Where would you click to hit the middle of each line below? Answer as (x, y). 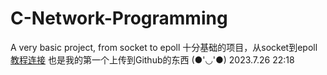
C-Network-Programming (119, 18)
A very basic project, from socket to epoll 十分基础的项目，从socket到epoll (164, 47)
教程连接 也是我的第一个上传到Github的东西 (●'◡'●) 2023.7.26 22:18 (152, 59)
